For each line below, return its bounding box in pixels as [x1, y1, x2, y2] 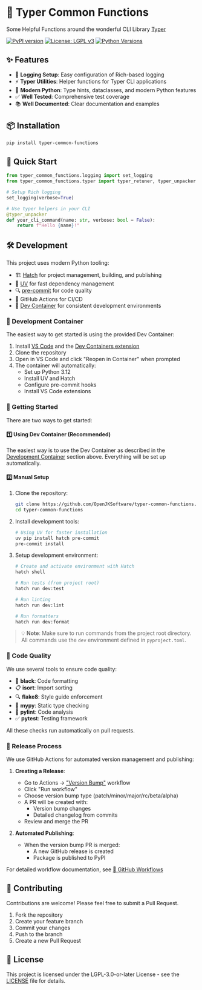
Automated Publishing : [15, 829, 74, 837]
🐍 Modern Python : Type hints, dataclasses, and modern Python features [15, 86, 197, 93]
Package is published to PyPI [33, 854, 106, 862]
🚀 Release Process [6, 742, 62, 750]
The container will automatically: [15, 362, 96, 369]
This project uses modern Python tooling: [6, 259, 109, 267]
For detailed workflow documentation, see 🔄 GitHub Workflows [6, 866, 163, 873]
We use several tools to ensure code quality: [6, 665, 117, 673]
